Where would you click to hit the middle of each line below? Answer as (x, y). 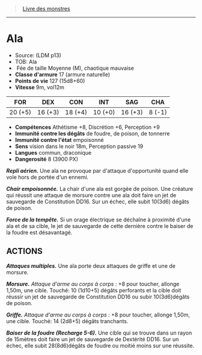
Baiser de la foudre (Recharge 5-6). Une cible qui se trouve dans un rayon (99, 333)
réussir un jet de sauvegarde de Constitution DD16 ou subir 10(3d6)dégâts (98, 297)
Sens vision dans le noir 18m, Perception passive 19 (79, 146)
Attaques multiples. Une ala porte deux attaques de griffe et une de (91, 266)
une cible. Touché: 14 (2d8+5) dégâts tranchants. (67, 321)
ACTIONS (25, 251)
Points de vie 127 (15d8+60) (50, 81)
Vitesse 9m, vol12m (40, 87)
